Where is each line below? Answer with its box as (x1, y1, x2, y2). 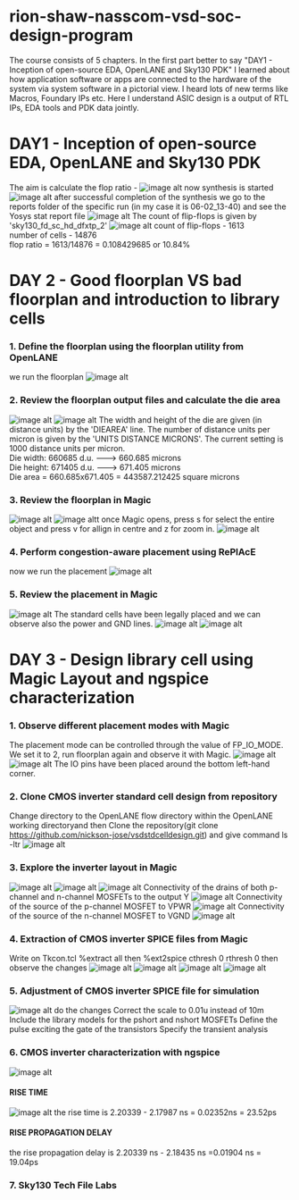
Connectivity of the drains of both (143, 882, 268, 893)
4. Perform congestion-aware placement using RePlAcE (9, 545, 256, 558)
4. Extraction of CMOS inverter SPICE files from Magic (9, 932, 248, 944)
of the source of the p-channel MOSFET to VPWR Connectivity (9, 901, 285, 911)
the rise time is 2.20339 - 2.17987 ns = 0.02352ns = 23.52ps (54, 1106, 277, 1118)
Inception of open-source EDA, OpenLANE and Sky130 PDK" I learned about (9, 64, 290, 75)
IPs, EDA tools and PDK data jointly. (9, 102, 140, 113)
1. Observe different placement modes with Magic (9, 719, 230, 732)
